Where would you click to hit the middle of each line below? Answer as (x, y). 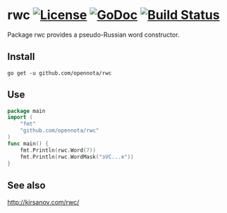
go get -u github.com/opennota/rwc (60, 73)
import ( (20, 117)
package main (26, 111)
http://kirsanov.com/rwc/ (43, 202)
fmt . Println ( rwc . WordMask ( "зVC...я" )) (77, 157)
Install (21, 57)
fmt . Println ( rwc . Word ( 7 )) (58, 150)
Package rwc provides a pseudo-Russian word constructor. (93, 35)
